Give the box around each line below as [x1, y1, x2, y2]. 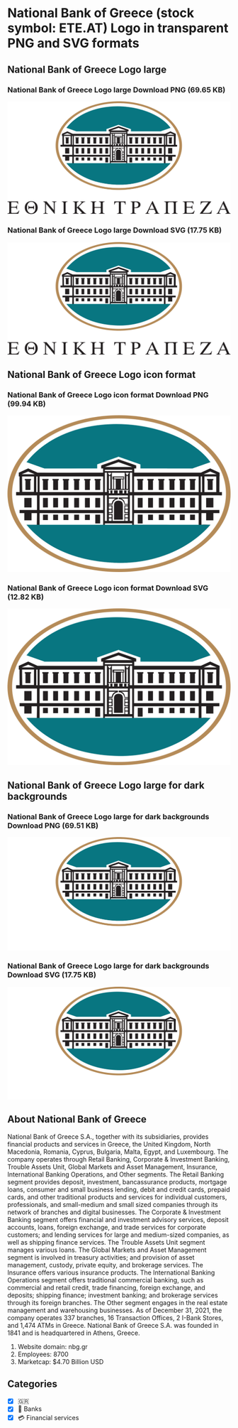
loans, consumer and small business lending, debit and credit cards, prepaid [7, 1185, 230, 1194]
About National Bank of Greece [7, 1113, 147, 1125]
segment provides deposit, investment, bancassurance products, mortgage [7, 1177, 227, 1186]
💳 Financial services [17, 1413, 79, 1422]
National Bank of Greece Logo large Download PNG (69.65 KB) [7, 85, 226, 94]
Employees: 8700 [17, 1350, 69, 1358]
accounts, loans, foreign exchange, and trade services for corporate [7, 1223, 207, 1231]
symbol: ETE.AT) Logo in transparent [7, 20, 229, 36]
